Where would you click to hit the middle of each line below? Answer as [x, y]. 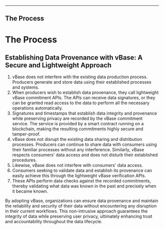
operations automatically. [38, 108]
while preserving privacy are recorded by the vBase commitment [77, 118]
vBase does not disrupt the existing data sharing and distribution [77, 139]
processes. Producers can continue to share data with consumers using [84, 144]
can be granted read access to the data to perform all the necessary [81, 103]
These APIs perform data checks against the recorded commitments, [82, 181]
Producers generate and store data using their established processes [82, 82]
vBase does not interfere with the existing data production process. [80, 77]
